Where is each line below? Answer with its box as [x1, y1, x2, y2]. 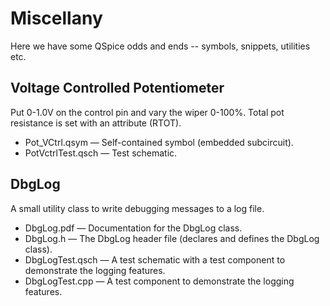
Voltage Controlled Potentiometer [10, 80, 225, 97]
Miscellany [10, 7, 103, 30]
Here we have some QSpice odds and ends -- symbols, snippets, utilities [10, 40, 311, 52]
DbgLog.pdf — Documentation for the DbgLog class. [24, 222, 243, 234]
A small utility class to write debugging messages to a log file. [10, 202, 265, 214]
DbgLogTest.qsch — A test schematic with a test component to [24, 253, 286, 266]
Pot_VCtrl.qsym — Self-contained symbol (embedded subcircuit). [24, 136, 294, 148]
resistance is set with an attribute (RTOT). [10, 117, 182, 129]
